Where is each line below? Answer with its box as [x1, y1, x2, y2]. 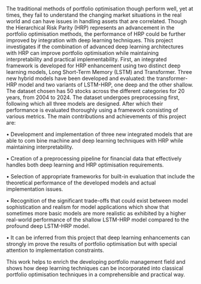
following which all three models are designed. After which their [6, 100, 163, 107]
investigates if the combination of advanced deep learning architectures [6, 43, 184, 50]
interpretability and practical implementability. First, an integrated [6, 56, 167, 63]
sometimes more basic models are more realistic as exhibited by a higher [6, 210, 187, 217]
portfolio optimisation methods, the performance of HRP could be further [6, 30, 186, 38]
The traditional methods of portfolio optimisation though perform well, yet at [6, 5, 193, 12]
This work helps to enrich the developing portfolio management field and [6, 258, 185, 265]
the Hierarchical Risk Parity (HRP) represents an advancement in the [6, 24, 175, 31]
